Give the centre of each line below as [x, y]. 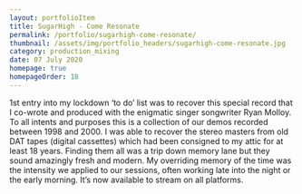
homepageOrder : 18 [44, 77]
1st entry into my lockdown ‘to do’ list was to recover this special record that [151, 102]
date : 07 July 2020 [46, 60]
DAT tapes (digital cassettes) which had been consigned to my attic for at [146, 141]
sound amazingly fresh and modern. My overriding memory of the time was [151, 160]
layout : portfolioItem [52, 18]
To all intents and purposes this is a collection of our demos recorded [139, 121]
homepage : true [38, 69]
